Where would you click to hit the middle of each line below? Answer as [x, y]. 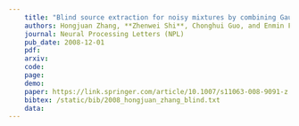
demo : [35, 83]
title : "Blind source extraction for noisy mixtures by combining [150, 17]
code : [35, 67]
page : [35, 75]
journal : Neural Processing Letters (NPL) [104, 34]
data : [35, 108]
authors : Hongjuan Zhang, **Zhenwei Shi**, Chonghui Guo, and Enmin [154, 26]
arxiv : [37, 59]
